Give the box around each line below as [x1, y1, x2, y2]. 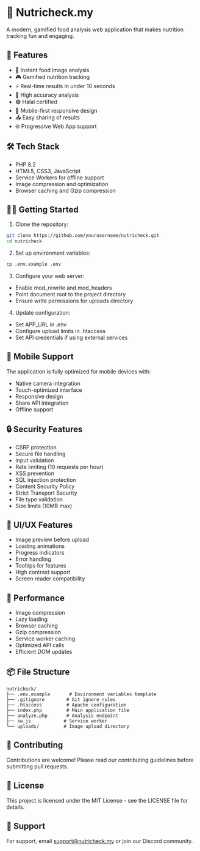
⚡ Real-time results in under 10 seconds [15, 82, 115, 89]
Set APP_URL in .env [15, 321, 67, 328]
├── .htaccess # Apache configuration [6, 702, 127, 708]
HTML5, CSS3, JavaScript [15, 167, 81, 174]
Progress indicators [15, 549, 65, 557]
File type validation [15, 495, 63, 503]
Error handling [15, 555, 51, 563]
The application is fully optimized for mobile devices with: [6, 367, 151, 375]
